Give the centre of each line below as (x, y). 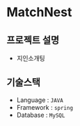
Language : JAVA (40, 100)
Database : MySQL (41, 115)
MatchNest (39, 12)
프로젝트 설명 (33, 40)
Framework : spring (45, 107)
